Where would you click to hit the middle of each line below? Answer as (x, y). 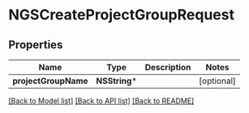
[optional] (217, 81)
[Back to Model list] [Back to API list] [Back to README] (101, 101)
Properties (36, 45)
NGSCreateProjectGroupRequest (122, 15)
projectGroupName (50, 81)
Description (168, 67)
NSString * (117, 81)
